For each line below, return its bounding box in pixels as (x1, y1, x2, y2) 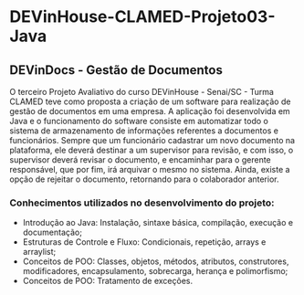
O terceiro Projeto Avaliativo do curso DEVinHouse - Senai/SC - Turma (9, 87, 274, 97)
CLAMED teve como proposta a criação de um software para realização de (9, 96, 291, 107)
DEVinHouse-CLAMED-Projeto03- (9, 6, 276, 27)
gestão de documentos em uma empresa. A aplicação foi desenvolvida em (9, 106, 290, 116)
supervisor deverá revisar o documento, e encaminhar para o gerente (9, 154, 271, 165)
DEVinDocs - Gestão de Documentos (9, 62, 224, 78)
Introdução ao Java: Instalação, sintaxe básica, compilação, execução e (22, 217, 294, 228)
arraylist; (22, 247, 57, 258)
